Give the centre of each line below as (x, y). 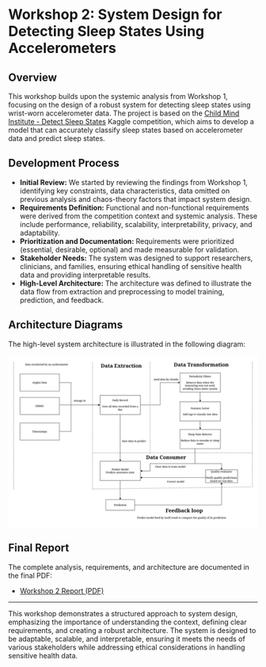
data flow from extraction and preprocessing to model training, (122, 291)
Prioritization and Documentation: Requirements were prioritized (127, 241)
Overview (33, 77)
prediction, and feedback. (62, 300)
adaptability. (40, 233)
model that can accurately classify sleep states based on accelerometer (125, 130)
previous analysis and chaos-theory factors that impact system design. (135, 199)
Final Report (39, 548)
